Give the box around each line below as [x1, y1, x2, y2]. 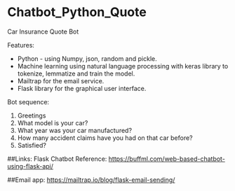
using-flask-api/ [7, 162, 54, 170]
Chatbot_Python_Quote [7, 4, 147, 20]
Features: [7, 41, 35, 49]
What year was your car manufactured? [17, 126, 132, 134]
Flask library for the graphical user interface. [17, 84, 147, 92]
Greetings [17, 111, 46, 120]
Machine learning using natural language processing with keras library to [17, 62, 229, 70]
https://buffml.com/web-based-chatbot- [108, 155, 226, 163]
